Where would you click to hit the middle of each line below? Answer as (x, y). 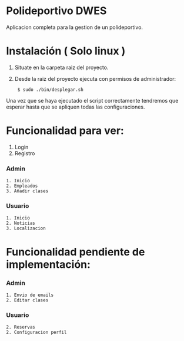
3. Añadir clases (27, 191)
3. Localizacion (26, 228)
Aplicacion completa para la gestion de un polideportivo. (74, 27)
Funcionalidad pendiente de (76, 252)
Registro (25, 153)
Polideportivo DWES (56, 11)
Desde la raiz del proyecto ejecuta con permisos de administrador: (95, 78)
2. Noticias (21, 223)
